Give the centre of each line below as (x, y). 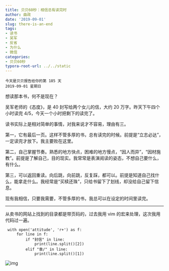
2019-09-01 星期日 (23, 86)
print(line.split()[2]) (59, 244)
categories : (18, 57)
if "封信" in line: (45, 240)
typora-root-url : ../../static (38, 66)
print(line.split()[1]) (59, 254)
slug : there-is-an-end (29, 24)
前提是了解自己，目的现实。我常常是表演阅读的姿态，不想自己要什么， (89, 158)
